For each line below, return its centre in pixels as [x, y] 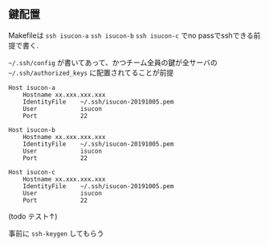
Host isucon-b [32, 130]
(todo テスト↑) [33, 216]
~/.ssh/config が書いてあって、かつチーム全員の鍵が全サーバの [113, 62]
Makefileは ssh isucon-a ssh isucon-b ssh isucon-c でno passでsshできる [131, 35]
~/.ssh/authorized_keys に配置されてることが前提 [91, 72]
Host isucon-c [32, 172]
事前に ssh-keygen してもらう [56, 233]
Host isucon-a [32, 88]
